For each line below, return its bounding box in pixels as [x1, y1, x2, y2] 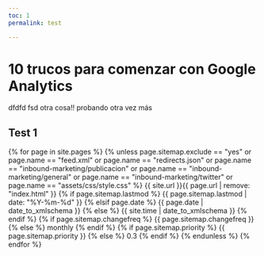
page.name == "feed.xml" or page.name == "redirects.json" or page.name [8, 155, 252, 165]
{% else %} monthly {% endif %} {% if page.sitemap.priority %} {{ [8, 223, 225, 232]
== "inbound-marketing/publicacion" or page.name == [8, 164, 188, 174]
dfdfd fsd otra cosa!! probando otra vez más [8, 103, 153, 113]
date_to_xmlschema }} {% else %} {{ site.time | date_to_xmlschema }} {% [8, 206, 247, 216]
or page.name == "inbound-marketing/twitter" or [73, 172, 234, 182]
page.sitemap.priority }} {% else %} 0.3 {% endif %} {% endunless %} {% [8, 231, 251, 241]
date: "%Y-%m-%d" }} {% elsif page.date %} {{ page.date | [8, 197, 204, 207]
